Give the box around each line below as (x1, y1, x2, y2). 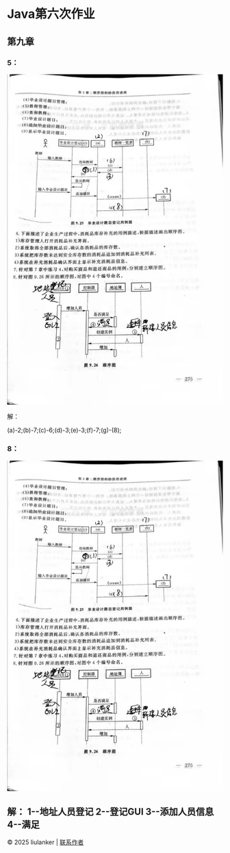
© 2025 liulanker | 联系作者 (7, 838, 84, 846)
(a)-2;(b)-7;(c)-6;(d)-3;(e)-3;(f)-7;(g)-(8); (7, 426, 122, 434)
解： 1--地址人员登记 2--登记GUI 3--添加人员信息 (7, 806, 214, 817)
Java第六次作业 (7, 6, 95, 22)
